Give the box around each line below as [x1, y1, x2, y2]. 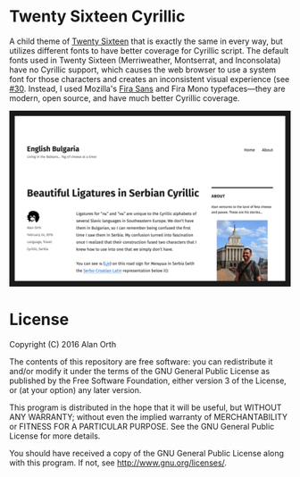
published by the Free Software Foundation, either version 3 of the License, [9, 375, 287, 386]
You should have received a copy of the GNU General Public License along [9, 448, 284, 458]
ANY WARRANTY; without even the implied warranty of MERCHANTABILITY [9, 411, 288, 422]
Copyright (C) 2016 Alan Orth [9, 339, 117, 349]
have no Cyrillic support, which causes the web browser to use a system [9, 64, 277, 75]
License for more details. [9, 431, 101, 441]
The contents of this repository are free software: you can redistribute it [9, 356, 273, 367]
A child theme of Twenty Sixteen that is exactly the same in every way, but [9, 36, 283, 46]
